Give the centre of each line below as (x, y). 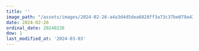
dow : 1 (14, 33)
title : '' (18, 11)
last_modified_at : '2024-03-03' (46, 39)
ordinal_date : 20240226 (36, 28)
